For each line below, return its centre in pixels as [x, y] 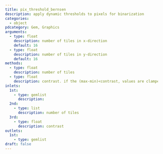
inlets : [13, 86]
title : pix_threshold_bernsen [36, 9]
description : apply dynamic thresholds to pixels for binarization [75, 14]
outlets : [14, 131]
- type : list [27, 108]
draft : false [18, 144]
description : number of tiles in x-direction [61, 41]
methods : [14, 63]
